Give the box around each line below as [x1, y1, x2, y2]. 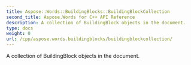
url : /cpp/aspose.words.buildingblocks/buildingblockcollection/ [6, 36, 172, 42]
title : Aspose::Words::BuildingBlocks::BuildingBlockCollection [6, 8, 170, 15]
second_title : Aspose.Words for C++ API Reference [6, 14, 135, 20]
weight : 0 [6, 31, 31, 37]
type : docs [6, 25, 34, 31]
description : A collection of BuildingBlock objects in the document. [6, 19, 186, 25]
